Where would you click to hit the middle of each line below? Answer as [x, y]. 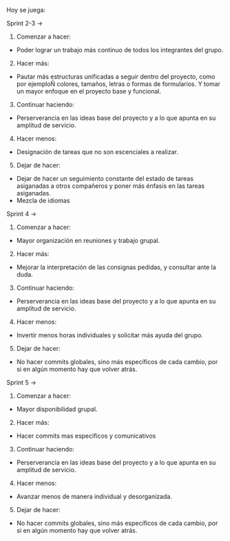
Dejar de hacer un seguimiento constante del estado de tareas [105, 179]
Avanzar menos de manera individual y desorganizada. [94, 496]
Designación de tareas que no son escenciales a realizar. [97, 152]
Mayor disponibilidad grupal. [57, 409]
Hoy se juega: [26, 10]
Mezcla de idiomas [43, 200]
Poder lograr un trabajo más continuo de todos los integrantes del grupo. [120, 50]
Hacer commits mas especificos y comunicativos [86, 436]
